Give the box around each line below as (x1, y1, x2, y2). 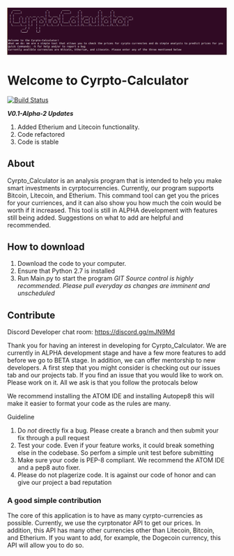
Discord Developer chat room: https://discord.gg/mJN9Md (7, 328, 175, 336)
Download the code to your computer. (17, 260, 127, 268)
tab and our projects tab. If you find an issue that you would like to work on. (7, 371, 224, 380)
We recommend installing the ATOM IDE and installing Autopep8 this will (7, 392, 214, 400)
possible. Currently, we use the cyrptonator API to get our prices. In (7, 519, 201, 527)
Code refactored (17, 130, 65, 138)
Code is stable (17, 137, 59, 146)
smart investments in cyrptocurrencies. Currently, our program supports (7, 183, 214, 192)
